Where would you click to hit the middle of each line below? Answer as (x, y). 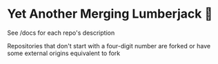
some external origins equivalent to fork (64, 53)
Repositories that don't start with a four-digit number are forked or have (109, 46)
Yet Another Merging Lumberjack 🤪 (110, 14)
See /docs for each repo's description (61, 33)
